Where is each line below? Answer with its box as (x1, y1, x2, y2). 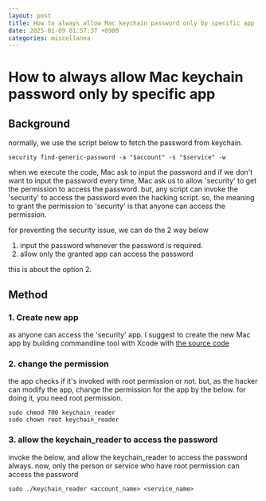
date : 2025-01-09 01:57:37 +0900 (8, 26, 119, 34)
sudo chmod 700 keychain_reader (8, 408, 115, 417)
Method (8, 288, 49, 302)
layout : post (8, 11, 52, 20)
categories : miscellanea (8, 34, 91, 42)
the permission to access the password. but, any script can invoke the (8, 184, 239, 194)
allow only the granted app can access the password (19, 249, 194, 259)
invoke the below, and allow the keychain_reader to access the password (8, 452, 248, 462)
